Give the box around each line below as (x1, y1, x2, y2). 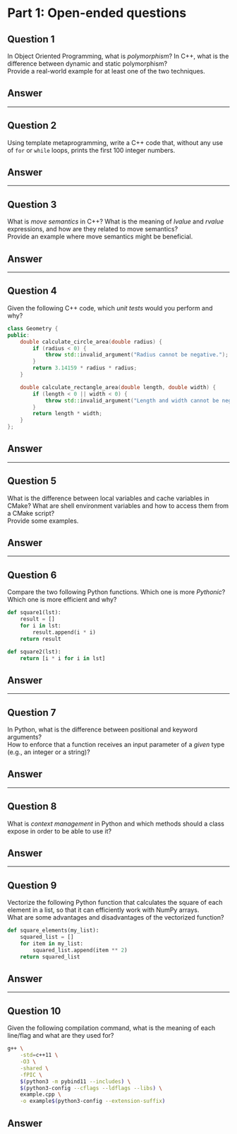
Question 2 (7, 120, 57, 132)
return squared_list (20, 953, 80, 960)
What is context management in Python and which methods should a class (7, 819, 224, 828)
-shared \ (20, 1065, 49, 1072)
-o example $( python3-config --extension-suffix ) (20, 1098, 166, 1105)
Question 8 (7, 801, 57, 813)
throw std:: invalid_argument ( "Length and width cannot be (44, 397, 219, 404)
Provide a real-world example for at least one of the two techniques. (7, 67, 206, 75)
